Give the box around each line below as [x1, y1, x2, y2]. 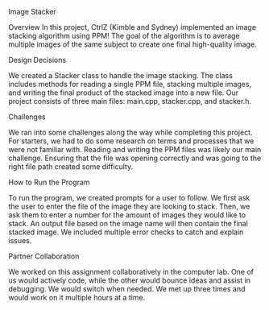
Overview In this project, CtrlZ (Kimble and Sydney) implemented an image [8, 23, 256, 31]
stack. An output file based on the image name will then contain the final [8, 219, 248, 228]
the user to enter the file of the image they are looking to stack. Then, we [8, 201, 250, 211]
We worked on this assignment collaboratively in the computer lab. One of [8, 267, 255, 276]
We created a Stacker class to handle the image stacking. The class [8, 71, 234, 80]
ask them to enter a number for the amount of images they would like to [8, 210, 246, 220]
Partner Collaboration [8, 251, 80, 261]
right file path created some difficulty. [8, 162, 134, 172]
